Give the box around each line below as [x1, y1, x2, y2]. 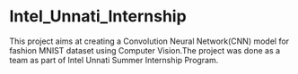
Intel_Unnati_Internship [9, 6, 187, 27]
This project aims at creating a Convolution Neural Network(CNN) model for [9, 36, 290, 46]
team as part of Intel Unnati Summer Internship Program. [9, 54, 219, 65]
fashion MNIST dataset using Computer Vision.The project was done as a [9, 45, 281, 55]
